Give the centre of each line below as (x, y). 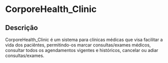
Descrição (22, 28)
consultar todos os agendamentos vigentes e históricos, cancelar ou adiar (82, 50)
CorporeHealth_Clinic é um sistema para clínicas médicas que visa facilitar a (84, 39)
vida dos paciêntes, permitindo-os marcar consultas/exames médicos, (78, 45)
